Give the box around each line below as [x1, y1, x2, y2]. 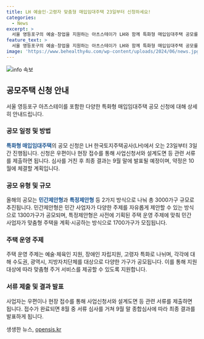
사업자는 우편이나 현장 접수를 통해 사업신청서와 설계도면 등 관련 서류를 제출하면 [6, 297, 193, 304]
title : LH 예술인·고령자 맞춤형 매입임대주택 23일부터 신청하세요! [6, 9, 151, 15]
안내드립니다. [12, 110, 44, 117]
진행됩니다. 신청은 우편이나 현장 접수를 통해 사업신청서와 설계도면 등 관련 [12, 149, 185, 157]
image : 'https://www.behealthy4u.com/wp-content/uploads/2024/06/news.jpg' [6, 49, 202, 55]
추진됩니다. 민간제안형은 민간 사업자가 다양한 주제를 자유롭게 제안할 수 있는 [6, 204, 183, 211]
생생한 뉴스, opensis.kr [6, 326, 62, 333]
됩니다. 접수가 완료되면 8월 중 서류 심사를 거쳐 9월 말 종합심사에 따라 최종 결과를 [6, 305, 195, 312]
